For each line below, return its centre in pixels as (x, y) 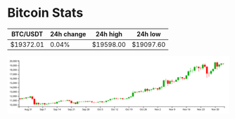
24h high (109, 34)
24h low (148, 34)
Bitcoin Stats (45, 13)
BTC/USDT (27, 34)
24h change (68, 34)
